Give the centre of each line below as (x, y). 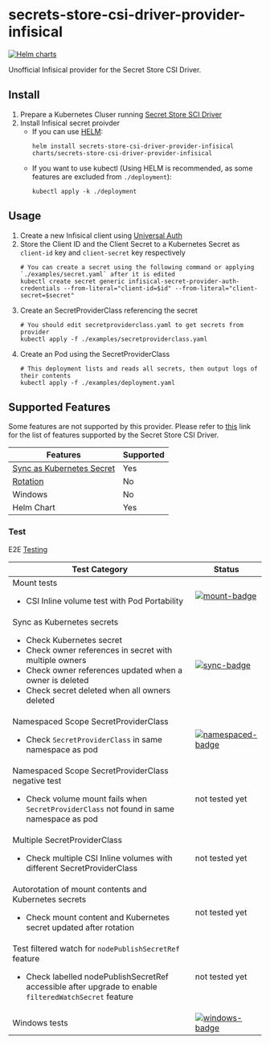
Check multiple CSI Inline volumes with (99, 858)
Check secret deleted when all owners (98, 690)
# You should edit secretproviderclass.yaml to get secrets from (131, 325)
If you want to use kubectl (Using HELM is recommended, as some (142, 168)
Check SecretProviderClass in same (94, 739)
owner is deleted (57, 680)
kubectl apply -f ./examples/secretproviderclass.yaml (114, 339)
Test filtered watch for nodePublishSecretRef (96, 948)
